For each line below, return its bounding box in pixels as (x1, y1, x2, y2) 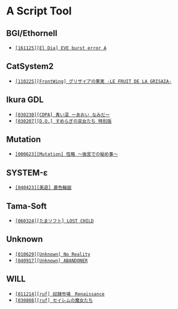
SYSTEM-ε (6, 167, 48, 178)
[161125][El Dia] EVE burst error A (14, 45, 107, 51)
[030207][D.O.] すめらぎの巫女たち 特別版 (14, 118, 112, 124)
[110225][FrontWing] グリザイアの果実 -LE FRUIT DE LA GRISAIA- (14, 78, 172, 85)
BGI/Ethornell (6, 28, 58, 38)
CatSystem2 (6, 61, 54, 71)
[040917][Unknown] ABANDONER (14, 257, 88, 263)
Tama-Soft (6, 201, 47, 211)
